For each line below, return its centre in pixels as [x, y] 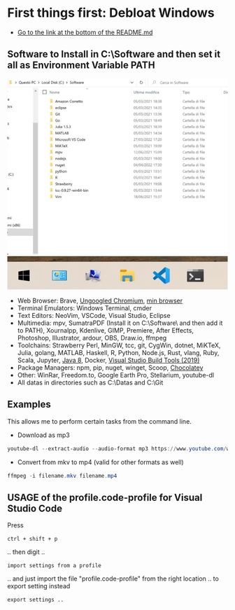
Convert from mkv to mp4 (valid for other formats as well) [100, 462]
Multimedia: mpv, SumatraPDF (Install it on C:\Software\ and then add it [120, 323]
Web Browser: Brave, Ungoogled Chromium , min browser [100, 301]
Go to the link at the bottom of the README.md [85, 32]
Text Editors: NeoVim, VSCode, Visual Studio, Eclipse [94, 316]
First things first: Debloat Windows [111, 13]
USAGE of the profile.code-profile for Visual [105, 498]
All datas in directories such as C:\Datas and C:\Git [90, 382]
